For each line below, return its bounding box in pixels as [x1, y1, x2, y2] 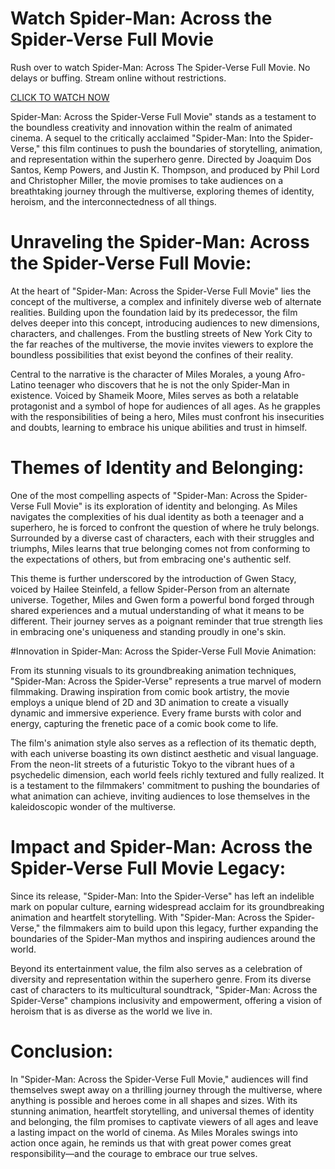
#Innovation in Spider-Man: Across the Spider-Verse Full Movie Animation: [10, 645, 317, 657]
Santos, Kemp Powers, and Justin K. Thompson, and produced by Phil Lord [10, 163, 320, 176]
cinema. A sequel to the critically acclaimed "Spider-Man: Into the [10, 132, 281, 144]
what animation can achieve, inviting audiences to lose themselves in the [10, 790, 311, 802]
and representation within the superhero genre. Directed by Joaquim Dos [10, 153, 312, 165]
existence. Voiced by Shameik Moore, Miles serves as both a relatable [10, 389, 299, 401]
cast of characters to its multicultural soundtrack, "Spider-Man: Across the [10, 983, 318, 996]
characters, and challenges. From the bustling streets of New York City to [10, 327, 313, 339]
